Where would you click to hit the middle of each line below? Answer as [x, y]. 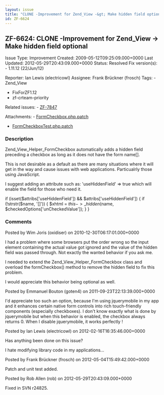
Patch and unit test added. [31, 369]
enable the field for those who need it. [43, 189]
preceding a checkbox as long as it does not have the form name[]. [72, 155]
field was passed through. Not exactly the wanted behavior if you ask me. [79, 252]
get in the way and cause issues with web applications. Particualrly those [79, 169]
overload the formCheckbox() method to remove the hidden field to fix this [80, 267]
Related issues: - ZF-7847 [31, 107]
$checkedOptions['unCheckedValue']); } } [47, 209]
